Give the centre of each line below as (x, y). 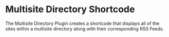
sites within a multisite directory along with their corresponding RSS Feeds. (85, 28)
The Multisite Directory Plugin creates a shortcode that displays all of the (82, 23)
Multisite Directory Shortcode (70, 9)
